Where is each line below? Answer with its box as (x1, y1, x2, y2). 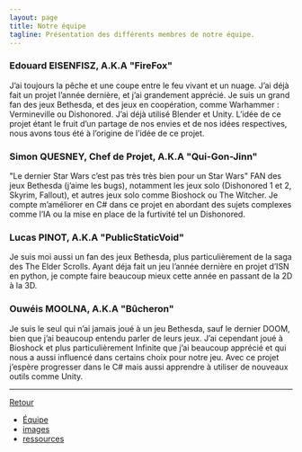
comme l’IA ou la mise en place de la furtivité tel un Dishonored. (9, 208, 245, 219)
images (22, 423, 50, 434)
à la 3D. (9, 280, 38, 291)
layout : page (9, 13, 58, 22)
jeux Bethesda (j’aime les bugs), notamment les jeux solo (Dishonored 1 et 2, (9, 180, 292, 191)
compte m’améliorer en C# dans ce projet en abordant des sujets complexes (9, 199, 292, 209)
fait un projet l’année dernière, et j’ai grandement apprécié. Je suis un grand (9, 89, 290, 100)
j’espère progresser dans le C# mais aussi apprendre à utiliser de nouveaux (9, 361, 289, 372)
